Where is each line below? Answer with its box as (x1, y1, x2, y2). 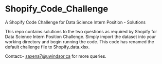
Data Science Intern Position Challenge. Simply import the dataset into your (5, 34, 156, 39)
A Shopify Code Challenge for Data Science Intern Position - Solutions (5, 19, 146, 25)
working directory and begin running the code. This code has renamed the (5, 38, 154, 44)
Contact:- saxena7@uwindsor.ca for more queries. (5, 53, 107, 59)
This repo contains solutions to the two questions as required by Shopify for (5, 28, 157, 34)
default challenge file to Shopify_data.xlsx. (5, 44, 90, 50)
